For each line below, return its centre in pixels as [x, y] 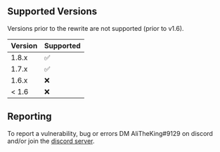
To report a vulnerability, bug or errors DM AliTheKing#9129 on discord [110, 133]
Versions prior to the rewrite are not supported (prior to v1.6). [96, 28]
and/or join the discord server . [51, 141]
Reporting [30, 117]
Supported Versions [52, 12]
